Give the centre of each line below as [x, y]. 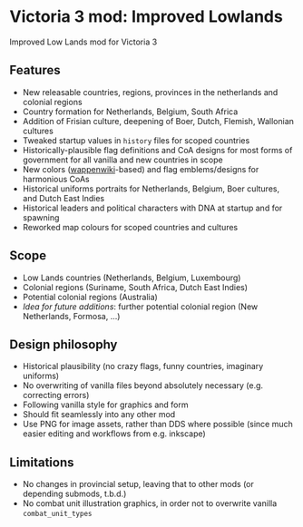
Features [35, 70]
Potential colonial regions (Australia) [90, 297]
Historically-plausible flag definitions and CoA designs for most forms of [157, 150]
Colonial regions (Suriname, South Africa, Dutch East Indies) [135, 287]
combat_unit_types [57, 514]
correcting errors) [56, 395]
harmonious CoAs [56, 179]
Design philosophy [64, 344]
